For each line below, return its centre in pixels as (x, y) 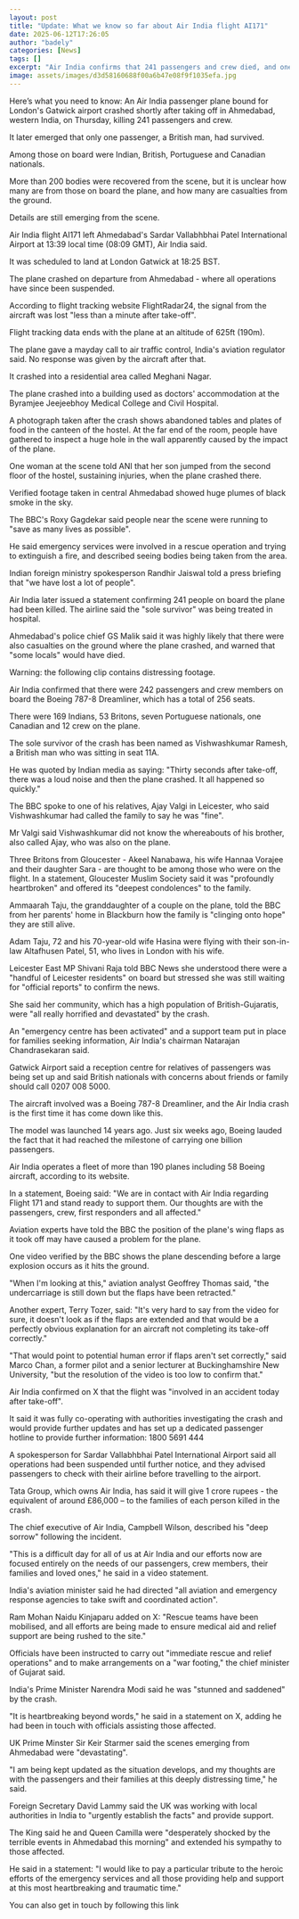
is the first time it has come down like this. (86, 1113)
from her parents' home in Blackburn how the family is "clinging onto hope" (148, 914)
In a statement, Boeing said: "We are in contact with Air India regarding (139, 1193)
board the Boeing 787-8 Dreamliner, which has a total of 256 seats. (132, 699)
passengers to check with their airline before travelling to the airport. (135, 1473)
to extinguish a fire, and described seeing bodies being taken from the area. (148, 556)
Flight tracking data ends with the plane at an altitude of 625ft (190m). (137, 332)
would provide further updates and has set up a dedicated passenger (137, 1428)
